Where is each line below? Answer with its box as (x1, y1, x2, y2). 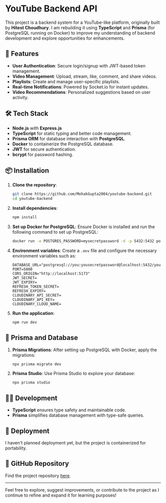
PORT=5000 (12, 266, 33, 272)
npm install (12, 215, 37, 220)
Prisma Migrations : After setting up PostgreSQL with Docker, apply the (12, 347, 157, 353)
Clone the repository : (12, 182, 57, 188)
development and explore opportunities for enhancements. (5, 35, 125, 41)
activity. (12, 94, 29, 100)
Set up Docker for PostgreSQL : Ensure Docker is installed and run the (12, 224, 155, 230)
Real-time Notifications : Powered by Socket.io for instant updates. (12, 84, 149, 90)
